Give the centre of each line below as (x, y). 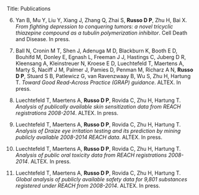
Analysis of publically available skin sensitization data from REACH (98, 106)
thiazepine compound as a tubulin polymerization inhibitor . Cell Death (101, 33)
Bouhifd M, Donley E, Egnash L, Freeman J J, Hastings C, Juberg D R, (101, 57)
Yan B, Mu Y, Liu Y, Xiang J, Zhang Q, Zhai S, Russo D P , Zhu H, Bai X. (101, 20)
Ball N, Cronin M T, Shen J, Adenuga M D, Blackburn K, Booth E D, (96, 51)
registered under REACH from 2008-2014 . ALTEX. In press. (88, 185)
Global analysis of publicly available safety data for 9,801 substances (101, 179)
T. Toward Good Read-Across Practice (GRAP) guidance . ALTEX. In (98, 82)
